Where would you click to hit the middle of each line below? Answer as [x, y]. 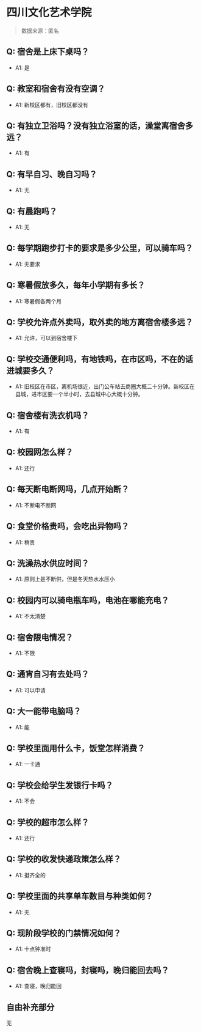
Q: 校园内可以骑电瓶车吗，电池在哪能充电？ [88, 600]
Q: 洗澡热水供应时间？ [48, 563]
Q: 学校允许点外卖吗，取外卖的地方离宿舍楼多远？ [100, 322]
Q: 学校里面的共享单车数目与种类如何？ [80, 896]
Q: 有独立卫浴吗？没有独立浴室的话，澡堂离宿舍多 [100, 126]
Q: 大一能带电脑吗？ [44, 711]
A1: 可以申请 [30, 690]
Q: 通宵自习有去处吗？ [48, 674]
